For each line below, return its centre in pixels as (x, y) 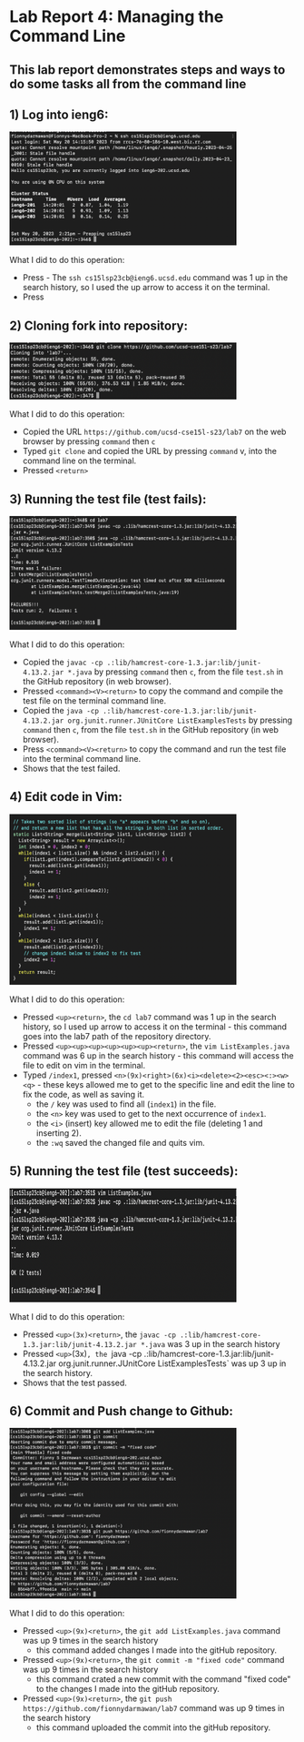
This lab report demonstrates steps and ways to (147, 70)
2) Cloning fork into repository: (99, 325)
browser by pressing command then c (89, 441)
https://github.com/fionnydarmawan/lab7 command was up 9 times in (153, 1708)
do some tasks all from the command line (128, 84)
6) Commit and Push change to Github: (121, 1411)
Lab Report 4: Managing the (117, 17)
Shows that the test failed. (71, 769)
